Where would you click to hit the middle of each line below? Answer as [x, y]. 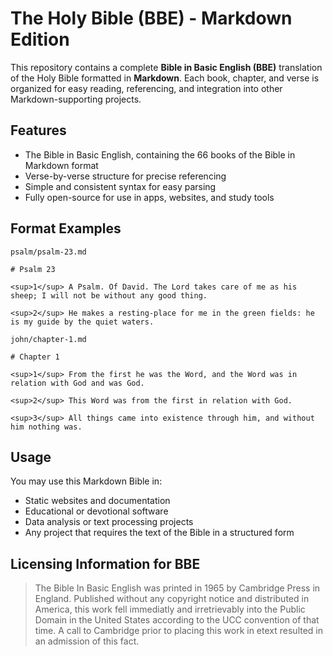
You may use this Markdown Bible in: [86, 481]
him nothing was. [46, 427]
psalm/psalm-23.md [48, 252]
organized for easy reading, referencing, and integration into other [146, 88]
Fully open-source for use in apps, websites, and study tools [149, 197]
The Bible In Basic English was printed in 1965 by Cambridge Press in [177, 588]
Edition [40, 39]
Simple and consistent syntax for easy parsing [120, 186]
